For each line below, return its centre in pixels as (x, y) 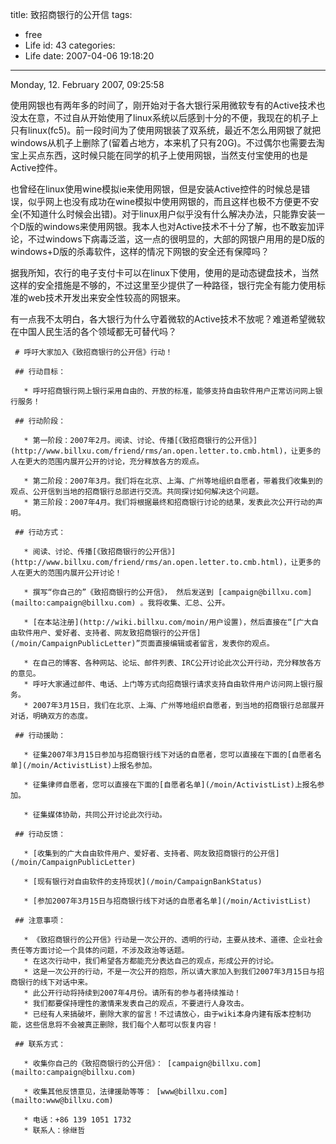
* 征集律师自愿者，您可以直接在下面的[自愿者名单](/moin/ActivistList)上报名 (170, 785)
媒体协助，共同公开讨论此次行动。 (107, 815)
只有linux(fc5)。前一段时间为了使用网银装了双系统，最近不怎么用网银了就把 (166, 130)
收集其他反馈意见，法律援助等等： (92, 1092)
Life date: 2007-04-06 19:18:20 (89, 56)
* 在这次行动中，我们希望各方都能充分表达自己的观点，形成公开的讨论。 (151, 961)
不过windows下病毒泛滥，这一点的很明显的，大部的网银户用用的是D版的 (176, 239)
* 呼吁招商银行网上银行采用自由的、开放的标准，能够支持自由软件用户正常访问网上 (169, 391)
